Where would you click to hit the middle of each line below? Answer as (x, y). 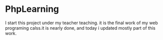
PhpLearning (32, 9)
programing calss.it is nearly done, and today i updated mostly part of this (80, 28)
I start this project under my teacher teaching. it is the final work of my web (81, 23)
